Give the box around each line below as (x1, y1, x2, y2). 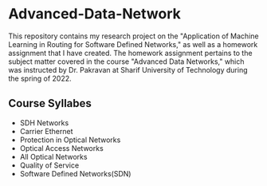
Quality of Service (19, 160, 80, 170)
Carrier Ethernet (19, 126, 73, 136)
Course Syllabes (8, 97, 92, 110)
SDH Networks (19, 117, 69, 128)
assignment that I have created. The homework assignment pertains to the (8, 48, 253, 57)
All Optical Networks (19, 152, 88, 161)
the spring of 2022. (8, 73, 72, 83)
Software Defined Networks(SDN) (19, 168, 132, 178)
